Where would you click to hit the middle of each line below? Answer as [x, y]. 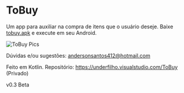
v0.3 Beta [18, 84]
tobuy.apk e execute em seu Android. [52, 32]
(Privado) [17, 73]
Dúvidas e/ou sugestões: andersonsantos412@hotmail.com [78, 55]
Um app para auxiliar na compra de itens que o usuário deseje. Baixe [90, 26]
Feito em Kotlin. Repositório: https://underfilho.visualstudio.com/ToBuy [92, 67]
